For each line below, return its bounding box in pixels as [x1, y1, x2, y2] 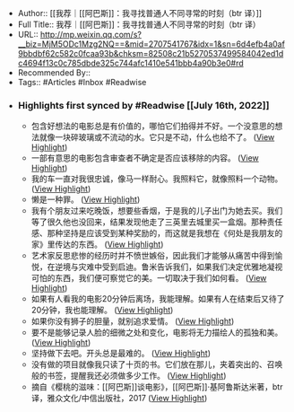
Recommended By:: [17, 67, 91, 78]
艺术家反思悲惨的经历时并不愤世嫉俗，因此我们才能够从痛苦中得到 [30, 250, 275, 261]
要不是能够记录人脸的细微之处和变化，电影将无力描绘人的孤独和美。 [30, 327, 283, 338]
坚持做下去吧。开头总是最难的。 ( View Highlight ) [30, 348, 211, 359]
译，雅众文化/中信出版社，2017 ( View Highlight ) [30, 393, 208, 404]
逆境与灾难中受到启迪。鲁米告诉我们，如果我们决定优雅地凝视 [55, 261, 283, 272]
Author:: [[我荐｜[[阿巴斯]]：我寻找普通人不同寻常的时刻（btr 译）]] [17, 8, 263, 18]
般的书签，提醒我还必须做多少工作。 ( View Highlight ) [30, 371, 227, 381]
